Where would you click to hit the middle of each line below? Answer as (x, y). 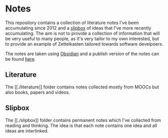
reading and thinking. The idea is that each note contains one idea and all (81, 125)
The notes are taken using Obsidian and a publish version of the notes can (82, 54)
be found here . (21, 59)
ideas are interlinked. (27, 130)
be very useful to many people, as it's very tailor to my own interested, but (82, 39)
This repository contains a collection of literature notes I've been (72, 23)
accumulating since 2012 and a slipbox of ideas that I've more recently (78, 28)
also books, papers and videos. (38, 92)
